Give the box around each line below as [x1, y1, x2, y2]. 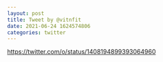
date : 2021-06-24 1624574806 [7, 22, 91, 29]
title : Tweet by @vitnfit [7, 16, 81, 23]
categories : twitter [7, 29, 67, 36]
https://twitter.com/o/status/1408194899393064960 [7, 48, 156, 56]
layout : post [7, 10, 45, 17]
